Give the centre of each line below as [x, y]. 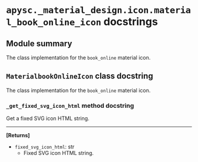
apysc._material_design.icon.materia [99, 10]
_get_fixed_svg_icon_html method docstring [70, 105]
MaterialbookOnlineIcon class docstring [80, 76]
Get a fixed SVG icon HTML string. [48, 118]
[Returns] [18, 135]
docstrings [131, 22]
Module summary [39, 43]
